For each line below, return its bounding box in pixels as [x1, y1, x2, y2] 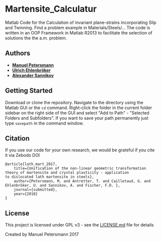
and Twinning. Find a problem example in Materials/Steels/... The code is [5, 24, 150, 30]
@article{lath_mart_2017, [5, 162, 57, 167]
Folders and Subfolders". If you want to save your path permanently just [5, 115, 149, 121]
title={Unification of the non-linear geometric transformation [14, 166, 146, 171]
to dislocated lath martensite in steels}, [5, 174, 95, 180]
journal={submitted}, [14, 187, 57, 192]
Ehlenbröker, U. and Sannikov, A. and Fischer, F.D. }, [5, 183, 120, 188]
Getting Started [5, 87, 53, 95]
